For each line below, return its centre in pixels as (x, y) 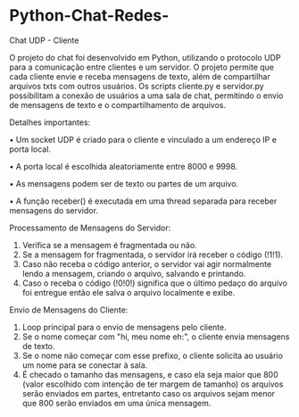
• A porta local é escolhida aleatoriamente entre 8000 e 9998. (124, 166)
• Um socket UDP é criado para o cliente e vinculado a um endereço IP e (143, 139)
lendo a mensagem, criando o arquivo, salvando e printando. (134, 273)
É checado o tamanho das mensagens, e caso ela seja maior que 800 (150, 374)
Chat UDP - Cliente (44, 40)
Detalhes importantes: (50, 122)
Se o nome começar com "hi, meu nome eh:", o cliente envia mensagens (156, 337)
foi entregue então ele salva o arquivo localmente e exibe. (129, 292)
